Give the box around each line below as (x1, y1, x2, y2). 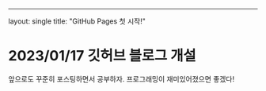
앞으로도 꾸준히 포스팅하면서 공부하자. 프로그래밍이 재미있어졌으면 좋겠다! (8, 74, 235, 83)
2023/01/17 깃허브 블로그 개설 (8, 47, 196, 65)
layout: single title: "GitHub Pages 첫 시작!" (8, 16, 146, 26)
